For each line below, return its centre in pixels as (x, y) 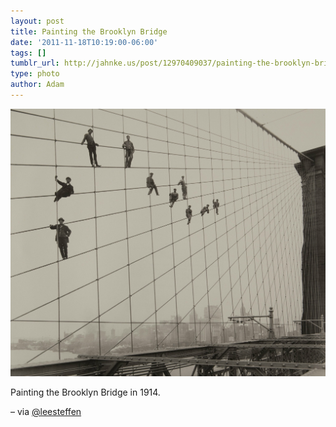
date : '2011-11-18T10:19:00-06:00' (84, 42)
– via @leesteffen (46, 411)
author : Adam (37, 85)
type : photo (35, 74)
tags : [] (28, 53)
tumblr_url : (35, 63)
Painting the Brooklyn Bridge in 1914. (85, 392)
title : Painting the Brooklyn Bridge (89, 31)
